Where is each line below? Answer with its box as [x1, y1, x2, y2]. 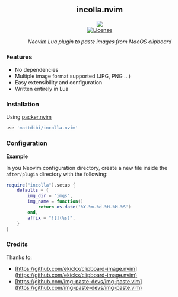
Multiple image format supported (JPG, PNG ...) [14, 72, 131, 80]
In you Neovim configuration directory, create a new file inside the [6, 164, 168, 171]
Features [6, 53, 33, 61]
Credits [6, 240, 28, 248]
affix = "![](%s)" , [27, 215, 76, 221]
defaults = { [17, 187, 49, 194]
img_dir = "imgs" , [27, 193, 73, 199]
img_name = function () [27, 198, 84, 204]
